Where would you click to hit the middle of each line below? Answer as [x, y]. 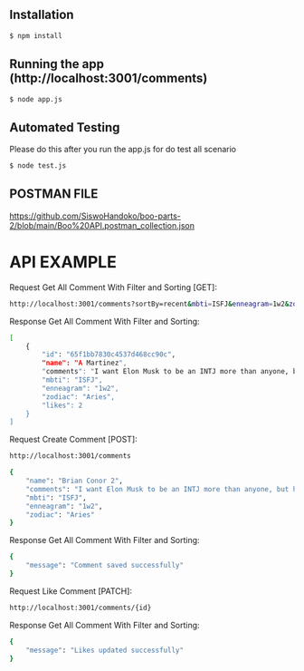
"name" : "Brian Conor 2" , [75, 481]
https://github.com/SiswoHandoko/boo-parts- [95, 216]
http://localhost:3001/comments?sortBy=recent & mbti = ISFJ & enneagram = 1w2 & [149, 304]
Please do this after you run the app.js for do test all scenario [123, 150]
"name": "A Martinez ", [85, 363]
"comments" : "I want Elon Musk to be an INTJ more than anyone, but [157, 489]
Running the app [57, 64]
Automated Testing [65, 127]
